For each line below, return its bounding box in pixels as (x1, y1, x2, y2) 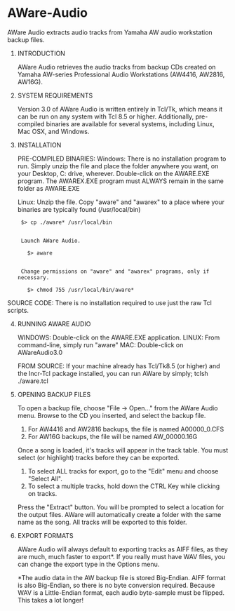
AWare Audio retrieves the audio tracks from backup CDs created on (17, 62, 216, 71)
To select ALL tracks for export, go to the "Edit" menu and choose (27, 466, 219, 475)
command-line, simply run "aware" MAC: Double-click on (17, 340, 184, 349)
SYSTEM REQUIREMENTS (17, 91, 93, 100)
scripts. (7, 306, 29, 314)
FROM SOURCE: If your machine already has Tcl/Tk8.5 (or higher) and (17, 361, 220, 370)
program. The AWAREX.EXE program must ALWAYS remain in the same (17, 177, 224, 185)
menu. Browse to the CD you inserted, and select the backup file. (17, 411, 206, 419)
